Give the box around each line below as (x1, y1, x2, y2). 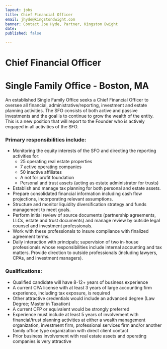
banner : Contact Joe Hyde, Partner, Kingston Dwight (5, 21, 118, 27)
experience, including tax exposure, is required (12, 290, 110, 296)
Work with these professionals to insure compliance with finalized (12, 228, 149, 234)
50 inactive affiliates (20, 169, 62, 175)
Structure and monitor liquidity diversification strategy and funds (12, 202, 147, 208)
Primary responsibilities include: (5, 136, 87, 143)
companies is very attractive (12, 338, 71, 344)
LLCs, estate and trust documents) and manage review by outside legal (12, 218, 160, 224)
